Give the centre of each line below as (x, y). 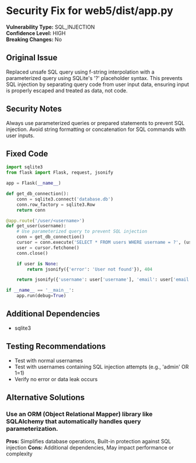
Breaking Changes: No (34, 39)
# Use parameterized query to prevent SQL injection (82, 231)
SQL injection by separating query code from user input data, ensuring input (98, 84)
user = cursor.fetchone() (48, 248)
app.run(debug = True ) (41, 296)
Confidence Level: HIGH (36, 33)
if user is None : (38, 264)
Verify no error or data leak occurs (56, 379)
